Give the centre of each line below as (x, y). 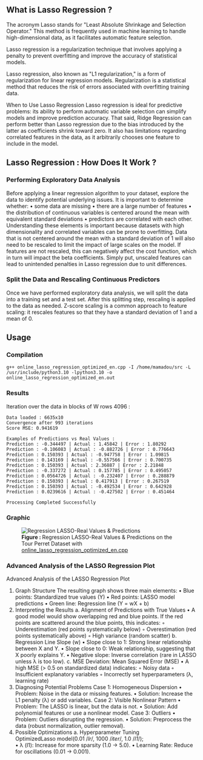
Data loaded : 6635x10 (35, 418)
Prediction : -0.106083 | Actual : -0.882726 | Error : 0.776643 (90, 449)
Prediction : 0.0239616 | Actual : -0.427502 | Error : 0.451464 (90, 492)
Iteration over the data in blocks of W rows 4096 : (68, 406)
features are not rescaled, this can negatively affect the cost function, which (101, 251)
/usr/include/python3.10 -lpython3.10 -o (59, 373)
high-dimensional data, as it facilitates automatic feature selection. (89, 37)
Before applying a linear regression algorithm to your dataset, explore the (98, 193)
